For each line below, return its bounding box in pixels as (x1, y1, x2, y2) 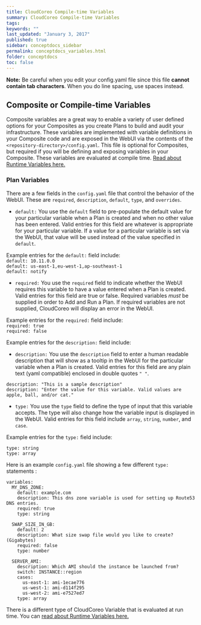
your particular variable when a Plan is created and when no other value (14, 214, 194, 221)
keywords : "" (6, 25, 39, 32)
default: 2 (17, 527, 45, 533)
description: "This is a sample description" (6, 381, 122, 387)
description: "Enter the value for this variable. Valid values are (6, 386, 182, 393)
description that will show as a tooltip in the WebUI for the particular (14, 357, 184, 364)
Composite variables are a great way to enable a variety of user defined (6, 116, 185, 123)
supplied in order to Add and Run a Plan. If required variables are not (14, 298, 185, 306)
